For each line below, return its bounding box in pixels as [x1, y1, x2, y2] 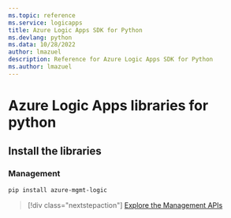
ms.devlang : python [8, 33, 73, 42]
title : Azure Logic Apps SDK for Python [8, 26, 143, 34]
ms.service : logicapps [8, 19, 83, 27]
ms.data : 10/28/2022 [8, 41, 76, 49]
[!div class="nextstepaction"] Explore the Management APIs [27, 200, 223, 209]
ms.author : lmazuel [8, 63, 73, 71]
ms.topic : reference [8, 11, 76, 20]
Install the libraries [8, 145, 102, 158]
